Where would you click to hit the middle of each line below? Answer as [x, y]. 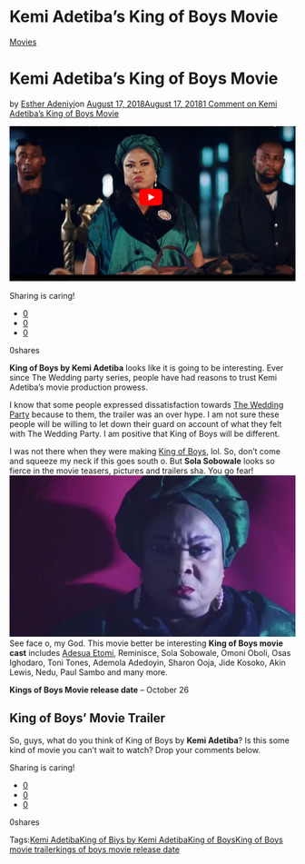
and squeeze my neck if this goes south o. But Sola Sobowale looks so [142, 462]
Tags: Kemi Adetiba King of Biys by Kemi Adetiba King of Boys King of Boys [146, 839]
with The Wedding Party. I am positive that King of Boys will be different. [145, 434]
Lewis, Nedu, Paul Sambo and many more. [89, 672]
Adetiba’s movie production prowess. [79, 387]
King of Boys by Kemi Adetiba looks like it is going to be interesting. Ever [147, 368]
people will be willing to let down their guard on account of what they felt [146, 424]
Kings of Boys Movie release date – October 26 [99, 690]
